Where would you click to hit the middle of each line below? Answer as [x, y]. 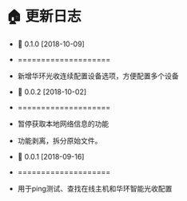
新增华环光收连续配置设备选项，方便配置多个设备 [98, 76]
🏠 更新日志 [44, 16]
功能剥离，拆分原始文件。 [60, 140]
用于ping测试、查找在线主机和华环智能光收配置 [95, 188]
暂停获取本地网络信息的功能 [63, 124]
